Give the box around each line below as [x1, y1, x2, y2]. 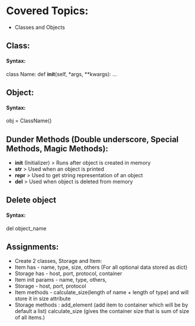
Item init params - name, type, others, [14, 276, 107, 283]
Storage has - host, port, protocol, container [14, 270, 122, 277]
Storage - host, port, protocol [14, 282, 87, 290]
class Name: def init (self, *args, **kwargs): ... [6, 70, 117, 77]
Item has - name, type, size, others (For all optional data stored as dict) [14, 264, 188, 271]
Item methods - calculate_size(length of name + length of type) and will [14, 289, 189, 296]
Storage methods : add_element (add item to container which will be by [14, 301, 188, 308]
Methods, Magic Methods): [6, 144, 108, 154]
